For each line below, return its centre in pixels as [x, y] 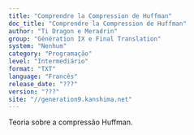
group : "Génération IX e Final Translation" [85, 39]
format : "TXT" [32, 69]
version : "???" [34, 91]
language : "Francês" [43, 76]
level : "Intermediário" [49, 62]
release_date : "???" [43, 84]
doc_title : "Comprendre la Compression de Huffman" [97, 24]
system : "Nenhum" [38, 46]
